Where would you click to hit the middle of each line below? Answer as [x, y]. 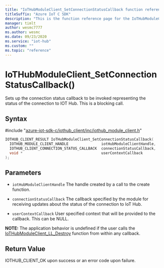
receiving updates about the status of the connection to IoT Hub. [77, 204]
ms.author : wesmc [23, 32]
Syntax [16, 119]
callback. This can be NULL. [41, 219]
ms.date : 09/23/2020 [26, 37]
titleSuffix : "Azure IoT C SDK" [38, 14]
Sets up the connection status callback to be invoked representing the [75, 98]
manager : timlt [20, 23]
